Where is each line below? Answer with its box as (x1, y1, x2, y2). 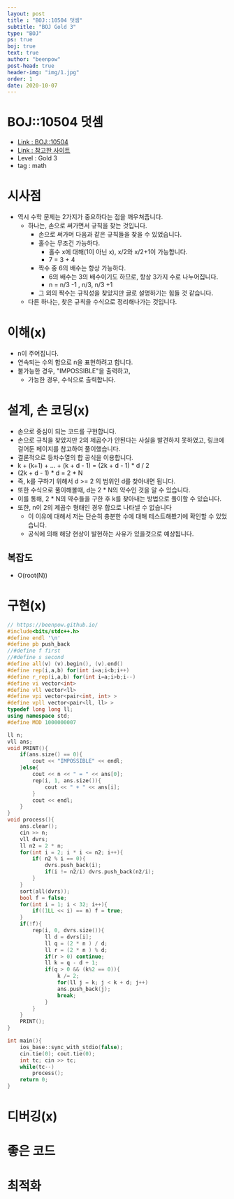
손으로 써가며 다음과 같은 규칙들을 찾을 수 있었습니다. (38, 230, 182, 239)
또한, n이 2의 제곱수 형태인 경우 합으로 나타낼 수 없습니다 (17, 504, 173, 511)
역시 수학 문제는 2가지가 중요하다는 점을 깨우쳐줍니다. (17, 213, 163, 221)
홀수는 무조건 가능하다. (38, 239, 101, 247)
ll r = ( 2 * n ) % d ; (44, 946, 108, 953)
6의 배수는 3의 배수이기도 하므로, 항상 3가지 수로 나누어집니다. (48, 272, 219, 281)
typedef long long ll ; (7, 706, 73, 713)
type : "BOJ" (7, 29, 42, 37)
